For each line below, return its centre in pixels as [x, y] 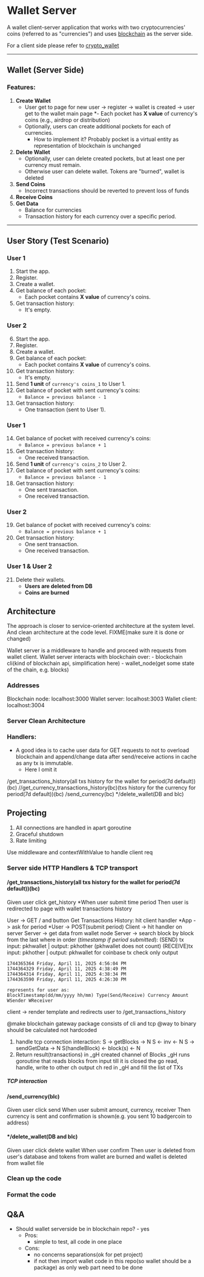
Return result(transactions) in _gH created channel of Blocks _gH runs [103, 1054]
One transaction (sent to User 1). [65, 410]
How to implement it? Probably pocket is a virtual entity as [106, 139]
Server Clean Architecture [46, 720]
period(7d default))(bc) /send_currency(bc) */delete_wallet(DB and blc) [95, 794]
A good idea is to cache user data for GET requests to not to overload [102, 750]
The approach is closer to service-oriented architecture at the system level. [101, 626]
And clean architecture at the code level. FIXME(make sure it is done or [95, 632]
